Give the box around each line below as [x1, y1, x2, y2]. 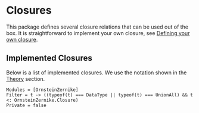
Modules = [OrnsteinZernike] [6, 87, 79, 93]
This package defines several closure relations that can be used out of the [6, 23, 189, 30]
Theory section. [6, 75, 45, 82]
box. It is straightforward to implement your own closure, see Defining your [6, 29, 190, 36]
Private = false [6, 102, 46, 108]
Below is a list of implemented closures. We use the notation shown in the [6, 69, 187, 76]
